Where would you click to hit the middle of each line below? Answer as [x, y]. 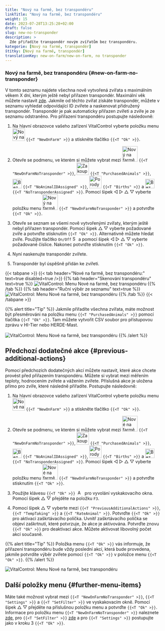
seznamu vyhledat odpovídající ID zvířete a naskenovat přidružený [72, 106]
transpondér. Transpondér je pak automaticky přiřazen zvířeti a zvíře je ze [80, 111]
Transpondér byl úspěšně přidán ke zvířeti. [56, 263]
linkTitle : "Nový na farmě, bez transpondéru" [54, 14]
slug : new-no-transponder [32, 33]
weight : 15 [16, 19]
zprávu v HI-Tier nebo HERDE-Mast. [42, 325]
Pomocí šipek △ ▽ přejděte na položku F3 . [56, 498]
